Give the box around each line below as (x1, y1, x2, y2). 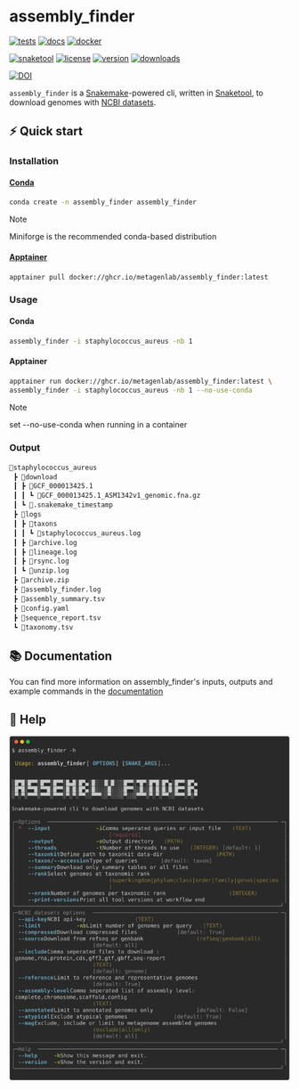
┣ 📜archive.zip (12, 576, 69, 585)
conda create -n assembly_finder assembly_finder (9, 198, 198, 207)
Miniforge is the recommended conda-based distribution (9, 232, 217, 242)
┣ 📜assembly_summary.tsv (12, 594, 105, 603)
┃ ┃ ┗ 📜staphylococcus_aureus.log (12, 528, 141, 538)
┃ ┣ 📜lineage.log (12, 548, 77, 557)
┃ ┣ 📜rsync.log (12, 557, 69, 566)
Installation (9, 155, 60, 167)
